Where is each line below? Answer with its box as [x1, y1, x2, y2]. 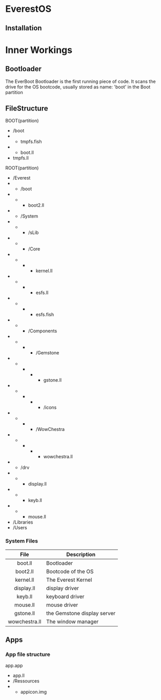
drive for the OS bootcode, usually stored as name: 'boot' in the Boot [5, 83, 151, 90]
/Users [12, 525, 27, 531]
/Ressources [12, 678, 39, 684]
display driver [46, 584, 79, 591]
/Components [28, 328, 57, 334]
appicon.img [20, 689, 47, 695]
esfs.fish [35, 312, 54, 318]
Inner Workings [5, 44, 73, 56]
